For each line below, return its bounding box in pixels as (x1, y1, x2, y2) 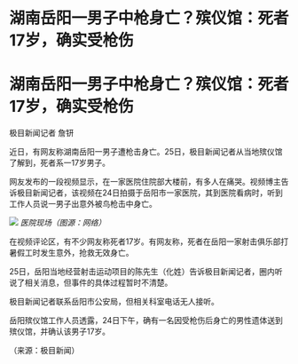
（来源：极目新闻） (9, 345, 80, 356)
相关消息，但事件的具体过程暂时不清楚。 (24, 277, 173, 289)
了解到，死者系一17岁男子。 (9, 157, 111, 169)
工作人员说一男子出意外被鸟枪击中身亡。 (9, 199, 157, 210)
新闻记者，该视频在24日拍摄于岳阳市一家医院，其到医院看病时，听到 (32, 187, 284, 198)
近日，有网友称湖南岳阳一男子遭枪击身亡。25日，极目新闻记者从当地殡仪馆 (9, 146, 283, 157)
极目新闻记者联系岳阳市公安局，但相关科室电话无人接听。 (9, 297, 219, 307)
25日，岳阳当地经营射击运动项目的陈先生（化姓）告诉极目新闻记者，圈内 (9, 266, 275, 277)
